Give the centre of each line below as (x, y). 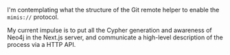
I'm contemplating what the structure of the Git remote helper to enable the (113, 10)
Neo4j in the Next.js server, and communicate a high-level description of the (115, 37)
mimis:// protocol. (33, 17)
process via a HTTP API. (42, 44)
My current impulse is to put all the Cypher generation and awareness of (110, 30)
